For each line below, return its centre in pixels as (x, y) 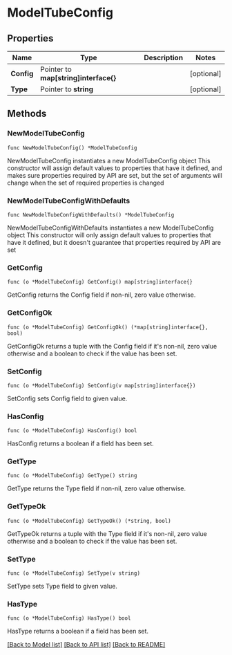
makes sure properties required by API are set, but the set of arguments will (115, 175)
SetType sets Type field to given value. (62, 587)
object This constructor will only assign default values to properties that (109, 235)
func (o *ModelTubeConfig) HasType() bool (69, 618)
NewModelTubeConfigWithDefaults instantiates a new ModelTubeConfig (110, 228)
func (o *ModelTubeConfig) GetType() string (72, 476)
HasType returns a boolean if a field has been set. (78, 631)
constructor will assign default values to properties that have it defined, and (115, 168)
